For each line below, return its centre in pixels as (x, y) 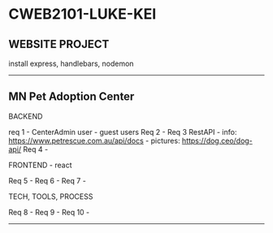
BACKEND (26, 116)
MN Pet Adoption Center (71, 97)
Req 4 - (36, 149)
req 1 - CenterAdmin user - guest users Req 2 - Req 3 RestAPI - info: (123, 132)
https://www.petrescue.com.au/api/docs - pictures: (94, 140)
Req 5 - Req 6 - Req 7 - (48, 180)
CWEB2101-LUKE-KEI (82, 14)
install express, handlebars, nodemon (71, 63)
